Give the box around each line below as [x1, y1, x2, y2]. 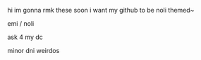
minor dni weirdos [7, 47, 60, 54]
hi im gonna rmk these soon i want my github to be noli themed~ [7, 6, 195, 14]
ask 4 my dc [7, 33, 44, 41]
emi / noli [7, 20, 35, 27]
